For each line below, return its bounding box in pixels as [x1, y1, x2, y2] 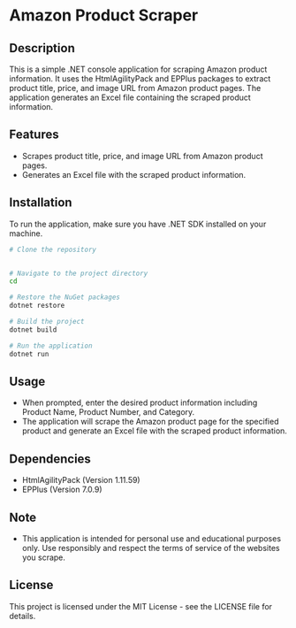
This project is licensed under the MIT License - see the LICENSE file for [9, 601, 272, 611]
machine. [9, 227, 43, 239]
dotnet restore [9, 302, 65, 310]
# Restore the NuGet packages [9, 293, 121, 302]
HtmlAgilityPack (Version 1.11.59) [21, 475, 140, 486]
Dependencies [9, 451, 91, 466]
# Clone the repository [9, 245, 97, 254]
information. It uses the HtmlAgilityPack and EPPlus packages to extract [9, 73, 271, 84]
